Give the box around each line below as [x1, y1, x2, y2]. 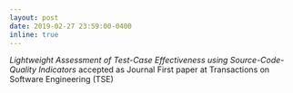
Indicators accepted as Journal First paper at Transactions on [38, 64, 270, 75]
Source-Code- [229, 55, 285, 66]
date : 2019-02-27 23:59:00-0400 [9, 22, 132, 31]
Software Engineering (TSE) [9, 74, 114, 85]
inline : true [9, 30, 59, 39]
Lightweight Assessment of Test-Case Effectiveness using [9, 55, 228, 66]
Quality [9, 64, 37, 75]
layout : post [9, 13, 59, 23]
